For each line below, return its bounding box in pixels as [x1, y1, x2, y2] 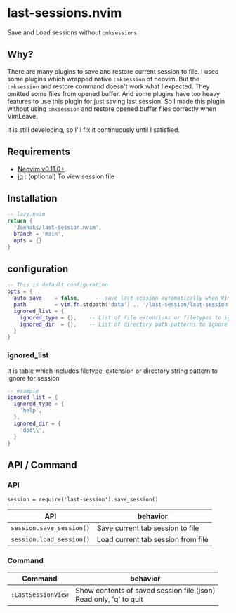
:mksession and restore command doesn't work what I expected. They [7, 82, 210, 91]
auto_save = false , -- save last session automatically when [13, 295, 218, 302]
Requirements [7, 146, 70, 158]
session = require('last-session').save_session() [7, 496, 159, 503]
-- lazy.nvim [7, 211, 46, 218]
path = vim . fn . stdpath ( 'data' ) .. [13, 301, 140, 308]
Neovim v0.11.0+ [17, 164, 65, 173]
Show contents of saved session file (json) [74, 586, 216, 595]
